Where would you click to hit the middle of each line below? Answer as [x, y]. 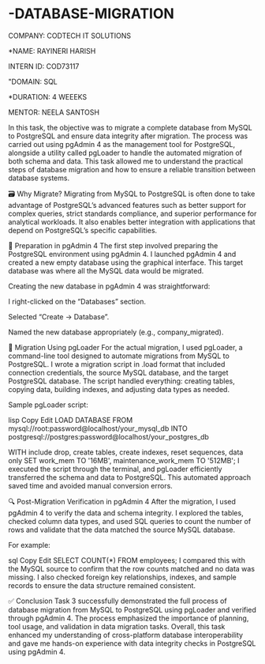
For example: [30, 545]
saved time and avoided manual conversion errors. [91, 485]
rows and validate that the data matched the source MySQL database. [121, 530]
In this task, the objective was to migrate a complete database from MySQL [130, 127]
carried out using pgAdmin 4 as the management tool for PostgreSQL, [122, 144]
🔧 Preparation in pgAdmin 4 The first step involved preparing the [113, 245]
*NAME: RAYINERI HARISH [52, 51]
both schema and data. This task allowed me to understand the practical [125, 161]
